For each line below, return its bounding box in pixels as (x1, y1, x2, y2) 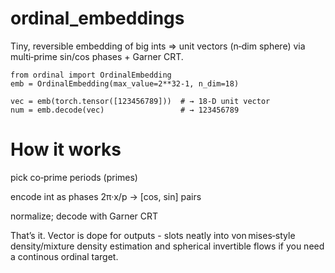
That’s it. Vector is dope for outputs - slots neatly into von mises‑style (10, 229, 296, 241)
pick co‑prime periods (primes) (10, 171, 138, 183)
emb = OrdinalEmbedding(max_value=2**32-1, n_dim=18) (10, 78, 240, 89)
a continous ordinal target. (10, 250, 119, 262)
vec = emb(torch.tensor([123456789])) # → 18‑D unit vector (10, 96, 271, 106)
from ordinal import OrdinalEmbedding (10, 70, 172, 80)
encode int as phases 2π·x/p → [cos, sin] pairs (10, 190, 202, 202)
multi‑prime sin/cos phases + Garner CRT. (10, 50, 184, 62)
